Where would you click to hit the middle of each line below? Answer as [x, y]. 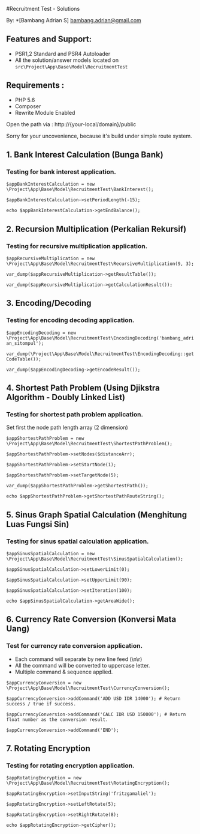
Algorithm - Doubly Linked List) [66, 397]
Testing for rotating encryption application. [70, 766]
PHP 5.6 [25, 100]
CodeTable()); [24, 359]
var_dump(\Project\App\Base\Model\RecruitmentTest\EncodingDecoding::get [100, 354]
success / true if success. [41, 704]
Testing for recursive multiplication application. [77, 246]
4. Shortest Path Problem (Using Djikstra [83, 388]
